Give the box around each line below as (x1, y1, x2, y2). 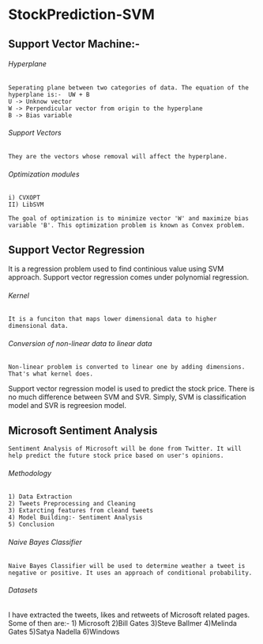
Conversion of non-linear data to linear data (8, 338, 152, 348)
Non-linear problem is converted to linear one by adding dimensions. (8, 363, 246, 372)
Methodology (8, 468, 52, 478)
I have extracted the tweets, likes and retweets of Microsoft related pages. (8, 610, 250, 619)
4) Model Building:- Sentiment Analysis (8, 513, 144, 522)
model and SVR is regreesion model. (8, 401, 127, 410)
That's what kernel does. (8, 370, 93, 378)
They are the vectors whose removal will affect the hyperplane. (8, 152, 227, 160)
